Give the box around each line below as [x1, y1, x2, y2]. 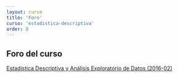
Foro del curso [6, 48, 63, 58]
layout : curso [6, 9, 43, 15]
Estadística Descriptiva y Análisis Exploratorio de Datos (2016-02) [6, 65, 173, 72]
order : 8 [6, 26, 29, 32]
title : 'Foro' [6, 15, 43, 21]
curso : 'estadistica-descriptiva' [6, 20, 95, 26]
